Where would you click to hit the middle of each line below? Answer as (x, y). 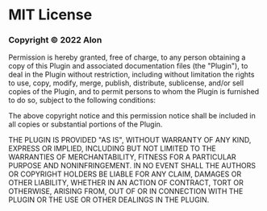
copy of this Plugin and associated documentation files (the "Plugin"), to (128, 66)
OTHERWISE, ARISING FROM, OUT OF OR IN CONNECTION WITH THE (126, 192)
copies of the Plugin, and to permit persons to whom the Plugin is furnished (134, 92)
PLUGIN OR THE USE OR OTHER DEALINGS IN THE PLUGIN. (109, 200)
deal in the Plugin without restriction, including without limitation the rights (131, 75)
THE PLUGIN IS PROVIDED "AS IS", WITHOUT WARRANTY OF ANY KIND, (130, 140)
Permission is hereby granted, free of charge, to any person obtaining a (127, 57)
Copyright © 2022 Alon (55, 40)
